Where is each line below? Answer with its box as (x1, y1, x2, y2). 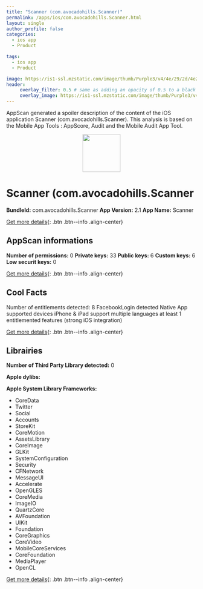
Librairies (6, 346, 43, 356)
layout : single (6, 20, 45, 26)
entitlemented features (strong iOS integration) (6, 316, 123, 324)
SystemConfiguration (14, 455, 68, 462)
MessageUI (14, 474, 44, 481)
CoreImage (14, 442, 43, 449)
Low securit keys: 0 (6, 258, 57, 265)
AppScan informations (6, 235, 94, 246)
